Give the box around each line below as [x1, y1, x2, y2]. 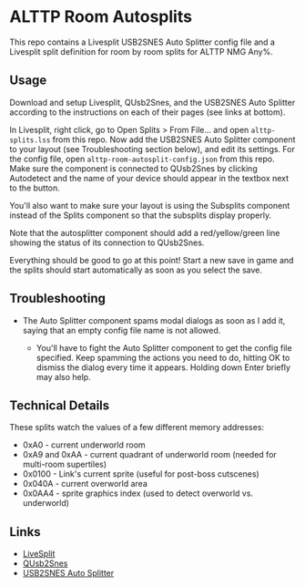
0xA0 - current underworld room [22, 439, 146, 450]
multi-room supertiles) [22, 458, 107, 470]
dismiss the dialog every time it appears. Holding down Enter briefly [36, 362, 291, 373]
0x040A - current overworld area [22, 479, 148, 489]
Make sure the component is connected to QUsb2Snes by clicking [9, 162, 258, 174]
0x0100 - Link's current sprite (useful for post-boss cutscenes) [22, 469, 259, 479]
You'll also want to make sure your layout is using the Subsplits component [9, 200, 290, 211]
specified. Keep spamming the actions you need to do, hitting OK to [36, 352, 290, 363]
